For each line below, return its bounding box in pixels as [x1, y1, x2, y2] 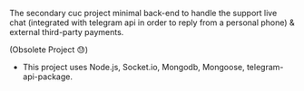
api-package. [22, 71, 73, 82]
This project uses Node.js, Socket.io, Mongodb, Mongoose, [22, 62, 245, 72]
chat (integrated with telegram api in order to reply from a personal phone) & [9, 17, 295, 28]
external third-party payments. [9, 27, 124, 37]
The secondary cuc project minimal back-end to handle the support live [9, 8, 278, 18]
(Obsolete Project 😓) [9, 44, 89, 55]
